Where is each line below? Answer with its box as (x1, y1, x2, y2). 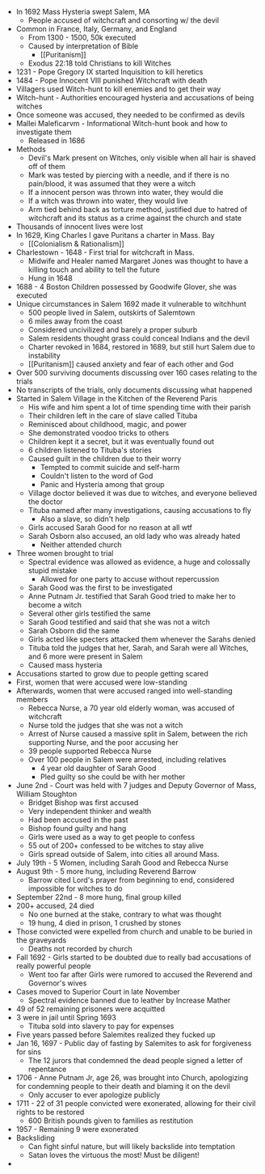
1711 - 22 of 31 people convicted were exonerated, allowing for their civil (15, 1099, 256, 1108)
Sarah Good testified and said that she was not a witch (27, 617, 210, 626)
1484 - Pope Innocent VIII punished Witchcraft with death (15, 76, 208, 85)
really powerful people (15, 961, 91, 970)
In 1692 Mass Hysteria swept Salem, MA (15, 7, 151, 16)
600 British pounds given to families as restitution (27, 1116, 194, 1125)
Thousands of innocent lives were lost (15, 222, 144, 231)
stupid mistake (27, 566, 78, 575)
